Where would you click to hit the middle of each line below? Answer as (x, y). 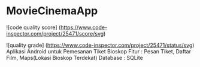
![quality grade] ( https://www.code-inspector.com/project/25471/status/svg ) (100, 45)
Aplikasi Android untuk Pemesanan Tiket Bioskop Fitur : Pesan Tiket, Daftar (99, 51)
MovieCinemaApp (52, 11)
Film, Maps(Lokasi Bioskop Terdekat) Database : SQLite (75, 58)
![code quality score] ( (34, 27)
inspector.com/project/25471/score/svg (55, 33)
